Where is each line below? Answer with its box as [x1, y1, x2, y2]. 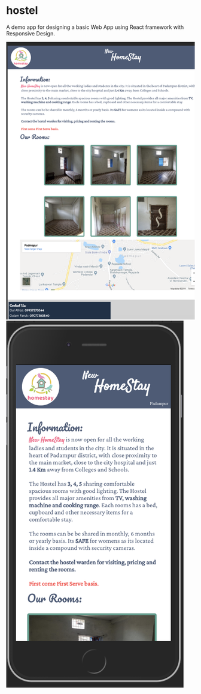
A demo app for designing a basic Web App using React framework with [6, 23, 184, 31]
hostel [6, 4, 38, 17]
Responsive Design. [6, 29, 56, 37]
